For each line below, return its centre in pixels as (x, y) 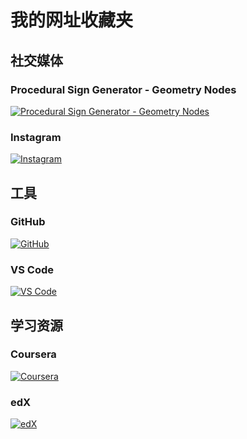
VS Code (32, 269)
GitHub (28, 222)
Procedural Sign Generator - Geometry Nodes (123, 89)
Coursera (33, 354)
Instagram (36, 137)
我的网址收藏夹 (72, 20)
